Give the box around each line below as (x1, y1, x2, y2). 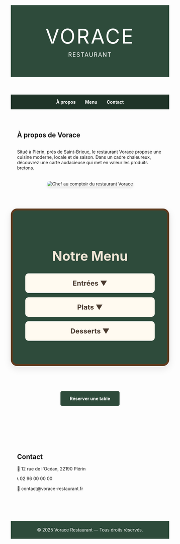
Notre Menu (52, 247, 128, 264)
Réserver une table (69, 395, 111, 401)
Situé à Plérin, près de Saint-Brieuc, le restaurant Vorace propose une (17, 149, 161, 155)
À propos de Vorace (17, 131, 80, 140)
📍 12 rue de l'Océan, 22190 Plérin (17, 466, 86, 472)
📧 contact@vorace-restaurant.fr (17, 486, 83, 492)
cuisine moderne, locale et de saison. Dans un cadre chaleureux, (17, 154, 151, 160)
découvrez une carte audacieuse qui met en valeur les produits (17, 159, 148, 165)
